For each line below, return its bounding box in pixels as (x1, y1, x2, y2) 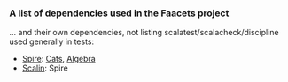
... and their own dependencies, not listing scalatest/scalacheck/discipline (9, 27, 279, 38)
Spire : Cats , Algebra (21, 54, 96, 64)
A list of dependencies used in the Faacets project (9, 7, 230, 19)
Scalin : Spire (21, 63, 68, 73)
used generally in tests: (9, 36, 95, 47)
